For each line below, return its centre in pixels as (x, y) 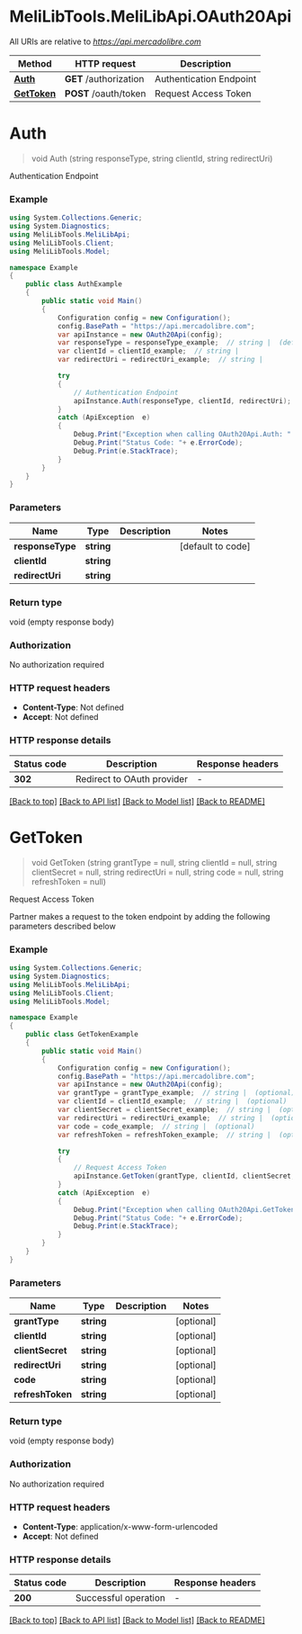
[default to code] (215, 546)
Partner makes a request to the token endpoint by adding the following (140, 916)
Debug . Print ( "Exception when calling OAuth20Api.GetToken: (186, 1209)
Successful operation (120, 1598)
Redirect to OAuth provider (132, 778)
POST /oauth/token (105, 94)
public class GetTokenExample (82, 1035)
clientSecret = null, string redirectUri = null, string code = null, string (157, 872)
